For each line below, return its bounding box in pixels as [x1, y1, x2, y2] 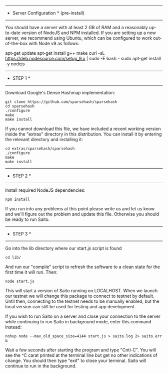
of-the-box [5, 41, 28, 46]
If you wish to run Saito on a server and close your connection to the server [5, 313, 161, 319]
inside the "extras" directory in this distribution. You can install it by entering [5, 131, 162, 137]
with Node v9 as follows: [28, 41, 80, 46]
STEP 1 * [12, 75, 30, 81]
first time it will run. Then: [5, 269, 58, 275]
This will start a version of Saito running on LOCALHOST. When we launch [5, 288, 158, 294]
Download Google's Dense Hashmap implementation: [5, 90, 115, 95]
